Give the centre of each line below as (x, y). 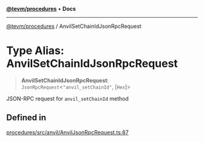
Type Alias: (36, 51)
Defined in (26, 118)
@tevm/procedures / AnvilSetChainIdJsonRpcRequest (74, 26)
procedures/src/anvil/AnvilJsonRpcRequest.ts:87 (67, 132)
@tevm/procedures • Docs (41, 9)
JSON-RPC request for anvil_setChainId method (68, 98)
